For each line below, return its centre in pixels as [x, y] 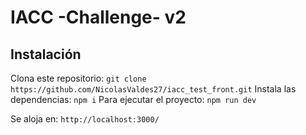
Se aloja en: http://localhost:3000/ [85, 119]
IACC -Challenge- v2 [98, 17]
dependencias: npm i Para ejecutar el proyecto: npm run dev [133, 99]
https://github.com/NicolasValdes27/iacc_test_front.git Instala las [153, 89]
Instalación [46, 54]
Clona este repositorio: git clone [78, 78]
